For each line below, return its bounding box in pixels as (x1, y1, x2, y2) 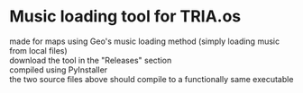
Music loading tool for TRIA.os (9, 6, 242, 27)
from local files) (9, 45, 68, 55)
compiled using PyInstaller (9, 64, 108, 75)
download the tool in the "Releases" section (9, 55, 172, 65)
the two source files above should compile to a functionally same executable (9, 73, 294, 84)
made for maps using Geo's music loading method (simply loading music (9, 36, 280, 46)
